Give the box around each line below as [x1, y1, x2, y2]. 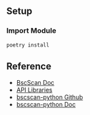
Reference [6, 60, 52, 72]
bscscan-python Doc [16, 101, 76, 109]
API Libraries [16, 86, 52, 94]
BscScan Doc [16, 79, 55, 87]
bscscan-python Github [16, 93, 83, 101]
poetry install [6, 41, 50, 49]
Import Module [6, 26, 57, 36]
